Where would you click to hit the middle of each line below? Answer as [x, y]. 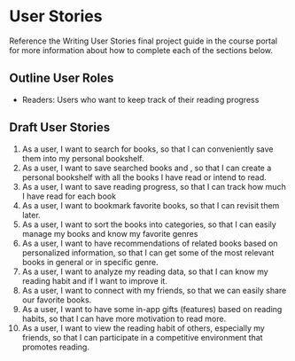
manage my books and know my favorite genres [110, 233]
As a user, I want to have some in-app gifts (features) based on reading [152, 309]
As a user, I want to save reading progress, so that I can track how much [154, 186]
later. [31, 215]
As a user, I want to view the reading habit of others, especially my [144, 328]
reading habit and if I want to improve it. [95, 280]
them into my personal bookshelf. [83, 158]
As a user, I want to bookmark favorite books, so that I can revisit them [151, 205]
